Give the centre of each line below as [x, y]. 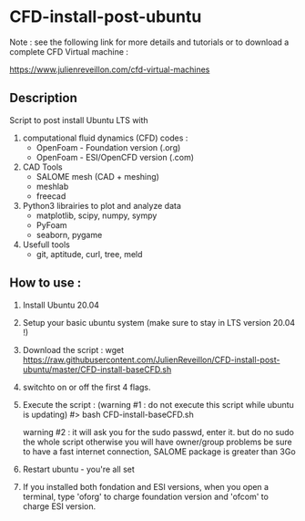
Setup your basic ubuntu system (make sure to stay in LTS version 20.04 [159, 322]
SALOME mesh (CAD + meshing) [97, 176]
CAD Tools [42, 167]
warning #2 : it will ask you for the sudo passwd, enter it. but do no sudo [158, 432]
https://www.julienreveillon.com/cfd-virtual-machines [110, 69]
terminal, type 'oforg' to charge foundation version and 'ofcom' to [145, 496]
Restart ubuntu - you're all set [78, 469]
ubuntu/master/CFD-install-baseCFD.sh [97, 369]
